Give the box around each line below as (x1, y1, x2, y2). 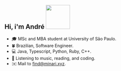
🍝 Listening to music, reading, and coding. (11, 55, 95, 61)
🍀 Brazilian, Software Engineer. (11, 43, 74, 48)
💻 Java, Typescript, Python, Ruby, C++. (11, 48, 92, 54)
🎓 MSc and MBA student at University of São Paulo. (11, 35, 117, 41)
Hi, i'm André (4, 23, 45, 31)
